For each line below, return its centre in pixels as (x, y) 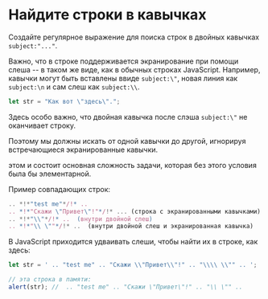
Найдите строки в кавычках (107, 15)
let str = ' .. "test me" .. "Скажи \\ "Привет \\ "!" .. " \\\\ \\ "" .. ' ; (133, 265)
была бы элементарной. (50, 174)
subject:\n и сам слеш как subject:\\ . (74, 87)
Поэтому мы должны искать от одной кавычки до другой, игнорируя (127, 141)
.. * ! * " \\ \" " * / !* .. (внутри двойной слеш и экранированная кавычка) (131, 227)
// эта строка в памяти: (50, 280)
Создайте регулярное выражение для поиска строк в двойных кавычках (134, 37)
